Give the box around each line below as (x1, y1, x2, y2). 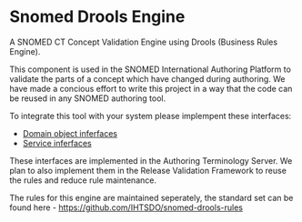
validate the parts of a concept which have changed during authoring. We (9, 73, 286, 84)
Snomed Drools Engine (9, 6, 186, 27)
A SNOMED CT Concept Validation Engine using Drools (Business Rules (9, 36, 278, 47)
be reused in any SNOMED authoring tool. (9, 93, 166, 104)
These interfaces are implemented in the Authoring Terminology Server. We (9, 155, 293, 166)
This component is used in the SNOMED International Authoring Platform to (9, 64, 291, 75)
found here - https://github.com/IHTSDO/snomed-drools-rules (9, 202, 244, 213)
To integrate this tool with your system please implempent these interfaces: (9, 110, 292, 121)
